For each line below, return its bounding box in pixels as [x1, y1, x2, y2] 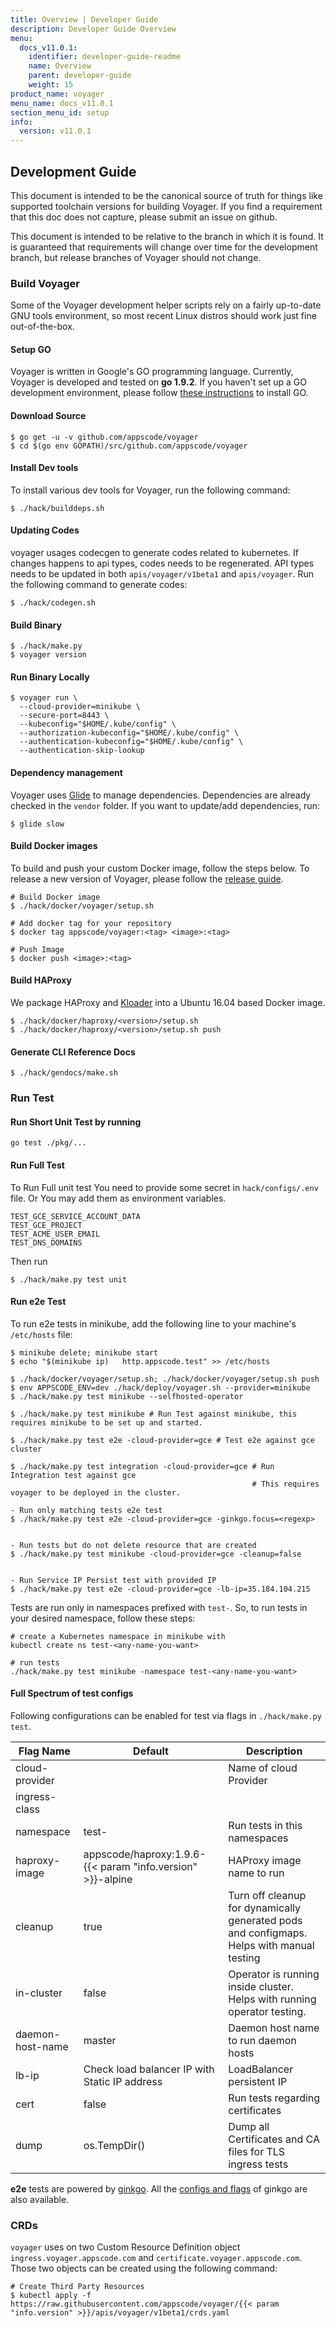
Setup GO [10, 343, 52, 355]
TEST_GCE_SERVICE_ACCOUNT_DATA [10, 1211, 141, 1221]
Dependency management [10, 767, 123, 779]
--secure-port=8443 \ [19, 711, 110, 721]
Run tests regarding [228, 2091, 321, 2105]
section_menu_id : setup [10, 107, 110, 118]
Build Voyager [10, 276, 80, 290]
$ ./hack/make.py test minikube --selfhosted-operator [10, 1391, 244, 1401]
